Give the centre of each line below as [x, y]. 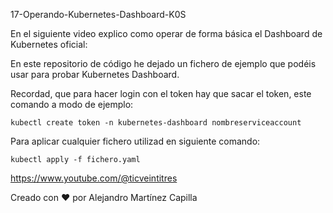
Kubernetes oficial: [49, 44]
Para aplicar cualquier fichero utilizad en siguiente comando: [135, 141]
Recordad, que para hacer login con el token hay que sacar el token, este [161, 93]
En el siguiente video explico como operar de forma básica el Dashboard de [166, 33]
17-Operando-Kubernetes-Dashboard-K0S [98, 14]
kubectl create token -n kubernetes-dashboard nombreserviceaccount [156, 123]
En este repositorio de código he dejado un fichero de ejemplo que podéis [163, 63]
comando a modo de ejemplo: [72, 104]
